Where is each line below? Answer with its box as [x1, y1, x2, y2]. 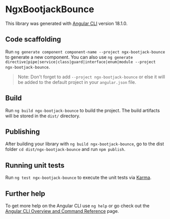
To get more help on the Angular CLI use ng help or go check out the [5, 203, 150, 209]
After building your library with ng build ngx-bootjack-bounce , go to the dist [5, 141, 164, 147]
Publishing [5, 127, 40, 136]
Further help [5, 189, 46, 198]
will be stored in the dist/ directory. [5, 113, 80, 119]
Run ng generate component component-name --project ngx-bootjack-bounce [5, 48, 165, 54]
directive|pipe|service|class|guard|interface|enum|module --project [5, 59, 156, 65]
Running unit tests [5, 161, 65, 170]
